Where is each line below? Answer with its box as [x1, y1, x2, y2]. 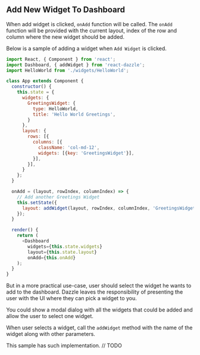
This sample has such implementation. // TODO [6, 342, 122, 349]
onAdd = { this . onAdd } [27, 254, 76, 261]
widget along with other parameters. [6, 331, 95, 338]
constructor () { [11, 83, 52, 90]
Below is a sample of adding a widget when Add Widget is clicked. [6, 45, 167, 52]
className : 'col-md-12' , [37, 144, 100, 151]
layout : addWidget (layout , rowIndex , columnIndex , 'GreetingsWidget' [21, 205, 198, 211]
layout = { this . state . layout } [27, 249, 97, 255]
